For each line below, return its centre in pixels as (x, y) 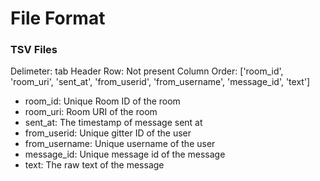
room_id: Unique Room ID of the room (102, 101)
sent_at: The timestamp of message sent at (113, 123)
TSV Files (34, 50)
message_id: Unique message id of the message (125, 154)
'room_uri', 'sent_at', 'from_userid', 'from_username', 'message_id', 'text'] (160, 82)
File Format (58, 18)
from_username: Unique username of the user (120, 144)
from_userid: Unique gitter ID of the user (108, 133)
